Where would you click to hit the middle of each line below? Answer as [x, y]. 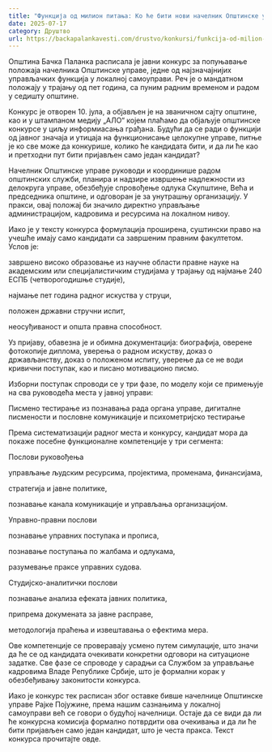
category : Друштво [39, 31]
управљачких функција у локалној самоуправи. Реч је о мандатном [126, 79]
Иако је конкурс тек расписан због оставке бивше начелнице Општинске [136, 696]
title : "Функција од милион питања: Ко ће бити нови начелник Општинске [134, 16]
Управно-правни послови [53, 520]
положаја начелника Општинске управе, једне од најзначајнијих [120, 71]
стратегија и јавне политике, [58, 488]
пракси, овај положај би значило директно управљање [104, 205]
